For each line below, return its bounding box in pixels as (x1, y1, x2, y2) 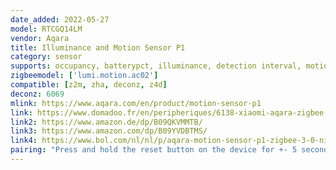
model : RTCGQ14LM (10, 24, 83, 34)
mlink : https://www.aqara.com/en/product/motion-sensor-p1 (10, 98, 262, 108)
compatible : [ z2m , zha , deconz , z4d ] (10, 80, 168, 90)
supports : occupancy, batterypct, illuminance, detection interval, (10, 61, 302, 71)
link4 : (10, 136, 38, 146)
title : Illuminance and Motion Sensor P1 (10, 42, 186, 53)
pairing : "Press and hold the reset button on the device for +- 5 (10, 145, 298, 155)
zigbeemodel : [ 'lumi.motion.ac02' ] (10, 71, 159, 81)
